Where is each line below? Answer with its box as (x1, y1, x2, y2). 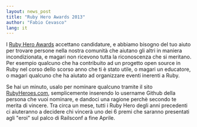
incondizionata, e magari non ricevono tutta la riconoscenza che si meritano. (6, 53, 192, 60)
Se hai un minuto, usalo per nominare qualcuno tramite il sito (6, 83, 153, 91)
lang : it (6, 25, 28, 31)
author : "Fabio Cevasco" (6, 19, 67, 25)
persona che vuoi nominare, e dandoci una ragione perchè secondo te (6, 96, 176, 103)
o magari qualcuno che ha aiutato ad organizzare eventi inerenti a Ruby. (6, 72, 180, 79)
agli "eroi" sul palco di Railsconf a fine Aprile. (6, 115, 116, 122)
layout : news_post (6, 8, 51, 15)
